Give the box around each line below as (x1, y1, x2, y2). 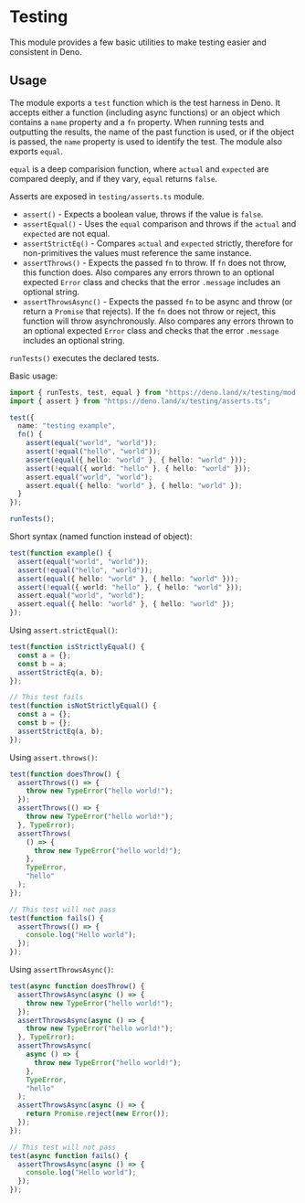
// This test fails (9, 693, 84, 702)
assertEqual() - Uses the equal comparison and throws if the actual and (22, 218, 297, 229)
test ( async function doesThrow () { (9, 982, 145, 991)
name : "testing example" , (17, 421, 117, 431)
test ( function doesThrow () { (9, 770, 121, 779)
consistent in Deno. (9, 46, 82, 57)
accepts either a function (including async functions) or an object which (9, 107, 280, 118)
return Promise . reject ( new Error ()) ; (26, 1109, 170, 1119)
